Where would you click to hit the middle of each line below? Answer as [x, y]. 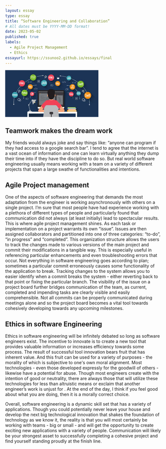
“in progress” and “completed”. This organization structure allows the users [82, 239]
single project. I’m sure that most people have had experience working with [82, 208]
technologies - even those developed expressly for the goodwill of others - [82, 368]
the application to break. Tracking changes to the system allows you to [78, 271]
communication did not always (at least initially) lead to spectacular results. [82, 218]
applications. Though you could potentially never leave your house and [78, 409]
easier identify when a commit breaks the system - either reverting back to [82, 276]
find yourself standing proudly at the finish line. [53, 441]
